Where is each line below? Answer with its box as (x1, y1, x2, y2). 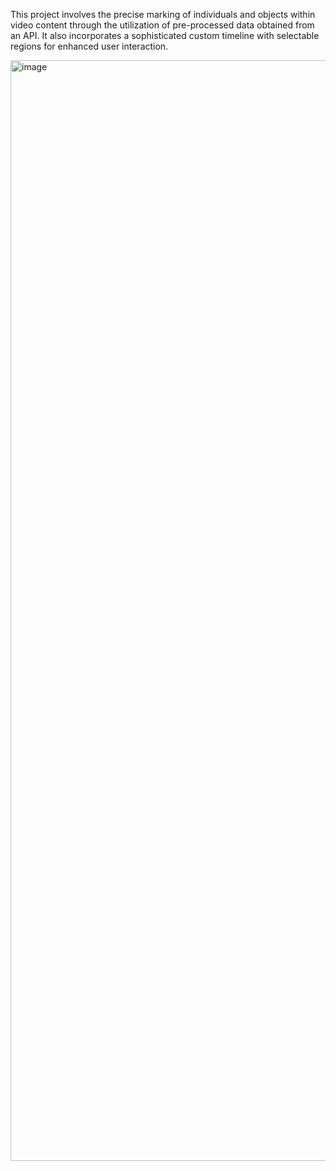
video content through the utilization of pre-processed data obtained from (10, 19, 315, 31)
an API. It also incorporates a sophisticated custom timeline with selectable (10, 30, 320, 41)
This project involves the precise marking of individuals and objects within (10, 9, 316, 20)
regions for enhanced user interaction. (10, 40, 169, 52)
